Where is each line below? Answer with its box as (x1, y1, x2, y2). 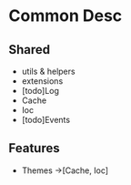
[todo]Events (21, 115, 70, 125)
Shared (8, 42, 51, 57)
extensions (21, 76, 64, 87)
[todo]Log (21, 86, 60, 96)
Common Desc (8, 5, 123, 26)
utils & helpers (21, 66, 76, 77)
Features (8, 140, 60, 156)
